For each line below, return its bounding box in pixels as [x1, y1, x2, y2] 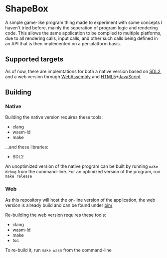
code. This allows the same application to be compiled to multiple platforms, [5, 30, 162, 36]
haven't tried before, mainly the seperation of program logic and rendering [5, 24, 158, 30]
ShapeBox [5, 3, 48, 14]
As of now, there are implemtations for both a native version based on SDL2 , [5, 68, 162, 74]
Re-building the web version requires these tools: [5, 212, 106, 218]
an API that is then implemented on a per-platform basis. [5, 40, 121, 46]
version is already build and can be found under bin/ [5, 202, 113, 208]
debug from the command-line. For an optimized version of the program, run [5, 169, 161, 175]
